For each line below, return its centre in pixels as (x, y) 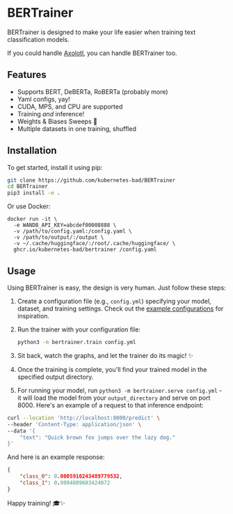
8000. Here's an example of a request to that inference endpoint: (110, 405)
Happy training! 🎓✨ (36, 503)
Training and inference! (51, 114)
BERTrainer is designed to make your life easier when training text (102, 32)
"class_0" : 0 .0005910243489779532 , (71, 476)
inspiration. (33, 316)
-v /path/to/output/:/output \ (59, 237)
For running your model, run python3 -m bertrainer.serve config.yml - (120, 390)
